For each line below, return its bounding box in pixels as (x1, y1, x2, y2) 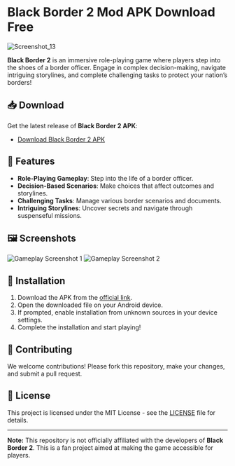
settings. (17, 316, 43, 324)
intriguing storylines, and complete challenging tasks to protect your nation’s (7, 71, 228, 79)
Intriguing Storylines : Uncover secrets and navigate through (17, 204, 193, 212)
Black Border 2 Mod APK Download (7, 4, 215, 20)
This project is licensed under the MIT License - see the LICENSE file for (7, 408, 215, 417)
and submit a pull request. (7, 369, 83, 378)
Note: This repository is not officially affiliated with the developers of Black (7, 436, 224, 444)
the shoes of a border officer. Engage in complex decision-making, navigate (7, 63, 226, 71)
